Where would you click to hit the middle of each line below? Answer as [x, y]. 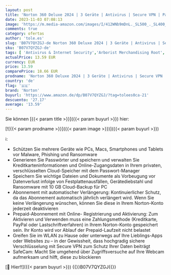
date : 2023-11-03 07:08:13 [34, 19]
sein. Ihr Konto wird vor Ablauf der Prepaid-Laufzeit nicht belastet [81, 230]
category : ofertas [25, 34]
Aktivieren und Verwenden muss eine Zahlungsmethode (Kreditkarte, [85, 220]
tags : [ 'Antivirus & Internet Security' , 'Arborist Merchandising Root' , [85, 52]
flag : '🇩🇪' [18, 85]
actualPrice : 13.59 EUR [31, 57]
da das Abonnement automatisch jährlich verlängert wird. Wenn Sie [83, 198]
